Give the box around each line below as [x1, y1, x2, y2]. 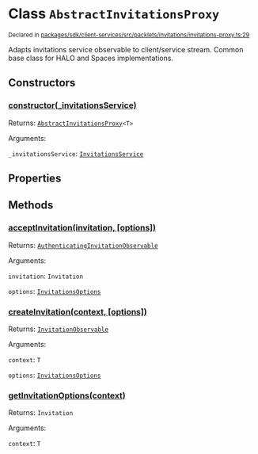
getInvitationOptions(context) [8, 390, 126, 401]
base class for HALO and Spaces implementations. [8, 53, 174, 63]
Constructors [8, 76, 76, 90]
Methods [8, 199, 54, 212]
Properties [8, 172, 62, 185]
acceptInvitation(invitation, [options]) [8, 223, 157, 234]
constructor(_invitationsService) [8, 100, 137, 111]
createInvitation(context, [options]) [8, 306, 148, 317]
